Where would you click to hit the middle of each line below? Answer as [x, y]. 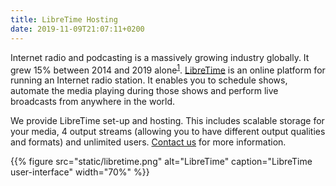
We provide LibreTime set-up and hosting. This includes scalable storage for [167, 121]
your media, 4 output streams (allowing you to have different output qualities [168, 132]
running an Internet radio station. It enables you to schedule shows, [149, 80]
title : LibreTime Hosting [64, 19]
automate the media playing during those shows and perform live [144, 91]
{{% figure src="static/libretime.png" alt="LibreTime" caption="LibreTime [161, 162]
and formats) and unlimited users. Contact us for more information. [148, 142]
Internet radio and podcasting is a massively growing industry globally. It [160, 57]
